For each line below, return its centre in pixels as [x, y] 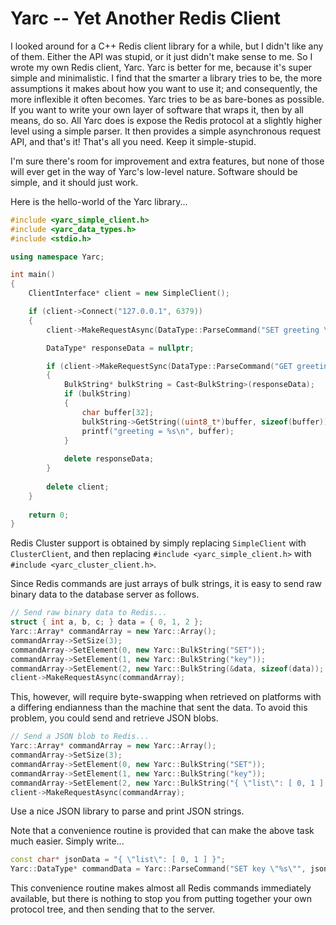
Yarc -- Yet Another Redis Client [146, 18]
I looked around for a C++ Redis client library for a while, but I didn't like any [167, 46]
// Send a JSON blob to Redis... [80, 737]
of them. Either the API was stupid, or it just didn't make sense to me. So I [161, 56]
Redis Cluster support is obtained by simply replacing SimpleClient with [158, 543]
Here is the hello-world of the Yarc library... [99, 201]
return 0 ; [49, 515]
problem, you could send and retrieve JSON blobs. [114, 718]
